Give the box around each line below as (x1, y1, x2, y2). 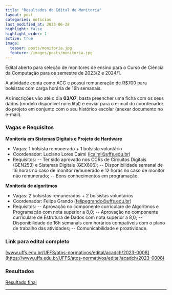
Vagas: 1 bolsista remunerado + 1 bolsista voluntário (12, 145, 122, 151)
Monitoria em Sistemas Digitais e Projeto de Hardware (5, 135, 122, 142)
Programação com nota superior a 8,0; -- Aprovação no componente (12, 209, 159, 215)
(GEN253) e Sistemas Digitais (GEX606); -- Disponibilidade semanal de (12, 162, 163, 168)
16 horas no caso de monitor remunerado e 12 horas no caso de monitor (12, 167, 165, 173)
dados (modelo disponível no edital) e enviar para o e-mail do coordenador (5, 100, 164, 106)
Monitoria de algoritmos (5, 183, 58, 189)
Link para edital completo (5, 238, 70, 245)
